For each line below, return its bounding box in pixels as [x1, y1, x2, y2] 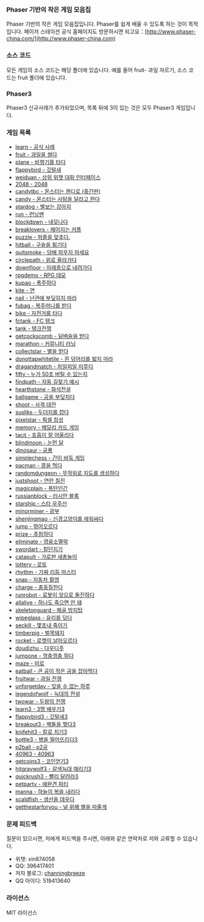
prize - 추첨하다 [15, 530, 54, 538]
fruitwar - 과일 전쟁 [15, 675, 62, 683]
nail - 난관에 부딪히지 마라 [15, 294, 77, 302]
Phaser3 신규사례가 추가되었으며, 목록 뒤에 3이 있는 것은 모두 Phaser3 [6, 104, 175, 111]
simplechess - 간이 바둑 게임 [15, 454, 85, 462]
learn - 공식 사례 [15, 143, 55, 150]
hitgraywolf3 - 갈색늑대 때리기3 [15, 765, 92, 773]
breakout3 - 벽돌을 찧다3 [15, 720, 76, 728]
